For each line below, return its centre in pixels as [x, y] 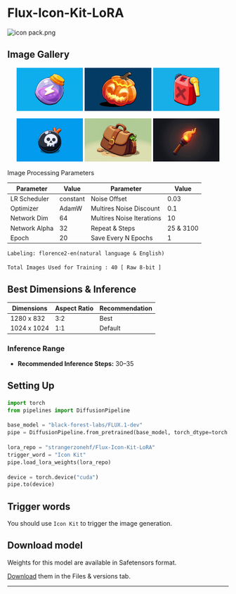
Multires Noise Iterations [126, 218]
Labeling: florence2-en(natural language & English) [86, 254]
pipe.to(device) [31, 485]
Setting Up [31, 386]
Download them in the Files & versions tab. [69, 576]
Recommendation [126, 308]
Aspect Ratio [74, 308]
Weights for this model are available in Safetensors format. [92, 562]
